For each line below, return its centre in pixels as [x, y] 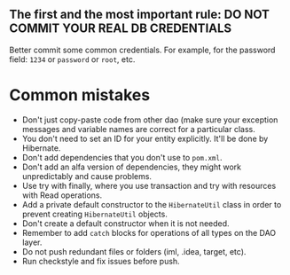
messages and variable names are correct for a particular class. [138, 129]
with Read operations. [62, 195]
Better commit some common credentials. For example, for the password [142, 50]
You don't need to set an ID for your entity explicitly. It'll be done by [145, 138]
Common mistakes [80, 95]
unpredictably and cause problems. [87, 176]
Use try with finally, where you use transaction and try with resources [149, 185]
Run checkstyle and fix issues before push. [101, 261]
